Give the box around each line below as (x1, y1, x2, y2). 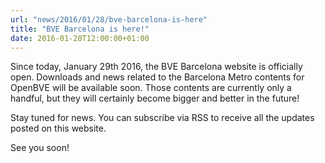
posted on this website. (10, 122, 107, 135)
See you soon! (10, 142, 70, 154)
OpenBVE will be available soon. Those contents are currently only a (10, 82, 292, 94)
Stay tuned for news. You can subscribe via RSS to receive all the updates (10, 112, 315, 124)
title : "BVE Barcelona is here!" (10, 24, 150, 34)
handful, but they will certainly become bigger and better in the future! (10, 92, 300, 105)
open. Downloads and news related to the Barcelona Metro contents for (10, 71, 305, 83)
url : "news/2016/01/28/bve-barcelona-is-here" (10, 14, 208, 25)
